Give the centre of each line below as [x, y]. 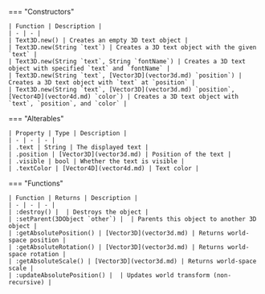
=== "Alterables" [36, 118]
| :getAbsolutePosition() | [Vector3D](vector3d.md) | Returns [116, 233]
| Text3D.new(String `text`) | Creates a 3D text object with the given [132, 47]
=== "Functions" [36, 183]
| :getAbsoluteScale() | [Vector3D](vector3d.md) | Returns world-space [132, 261]
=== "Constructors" [41, 12]
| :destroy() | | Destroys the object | [79, 212]
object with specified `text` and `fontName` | [90, 68]
